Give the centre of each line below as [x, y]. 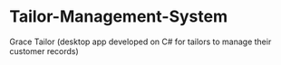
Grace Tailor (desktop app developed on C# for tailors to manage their [140, 42]
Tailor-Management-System [119, 17]
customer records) [44, 51]
